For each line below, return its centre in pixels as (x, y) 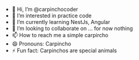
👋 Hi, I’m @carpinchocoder (45, 9)
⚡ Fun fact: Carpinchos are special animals (64, 50)
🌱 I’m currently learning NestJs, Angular (61, 22)
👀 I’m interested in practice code (52, 16)
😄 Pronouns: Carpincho (41, 44)
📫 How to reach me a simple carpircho (60, 35)
